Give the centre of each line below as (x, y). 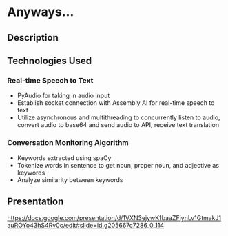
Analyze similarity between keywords (70, 179)
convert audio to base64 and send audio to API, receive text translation (118, 125)
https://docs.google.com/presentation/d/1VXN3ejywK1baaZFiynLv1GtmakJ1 (114, 218)
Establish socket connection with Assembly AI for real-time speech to (116, 103)
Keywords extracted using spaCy (64, 158)
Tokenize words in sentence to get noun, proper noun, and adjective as (118, 165)
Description (33, 38)
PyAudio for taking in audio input (63, 96)
